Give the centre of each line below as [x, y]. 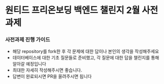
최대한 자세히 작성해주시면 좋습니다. [47, 70]
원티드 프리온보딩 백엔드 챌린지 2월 [72, 10]
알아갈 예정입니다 [29, 64]
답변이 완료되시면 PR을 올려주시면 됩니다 [52, 76]
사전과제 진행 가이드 [28, 39]
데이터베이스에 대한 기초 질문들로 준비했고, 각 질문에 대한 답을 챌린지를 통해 [86, 57]
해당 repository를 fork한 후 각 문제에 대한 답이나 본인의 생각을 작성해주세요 [85, 51]
